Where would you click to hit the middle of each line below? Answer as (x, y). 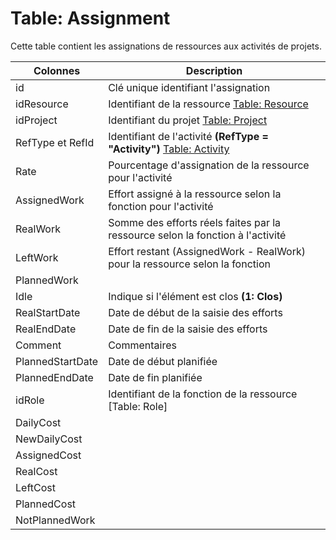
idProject (36, 120)
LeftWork (37, 257)
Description (214, 70)
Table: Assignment (90, 18)
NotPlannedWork (55, 520)
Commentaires (142, 345)
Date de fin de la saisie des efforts (188, 329)
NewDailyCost (49, 439)
